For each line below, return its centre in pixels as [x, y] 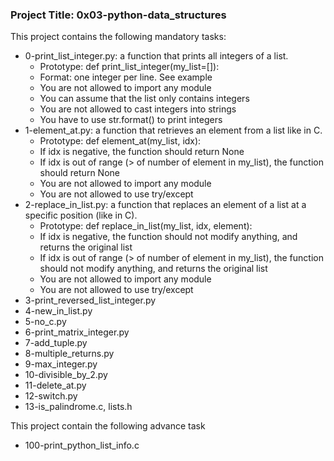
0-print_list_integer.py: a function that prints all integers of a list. [156, 56]
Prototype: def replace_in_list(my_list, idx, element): [146, 226]
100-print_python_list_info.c [82, 445]
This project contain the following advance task [108, 426]
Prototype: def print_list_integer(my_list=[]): [129, 67]
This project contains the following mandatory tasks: [118, 37]
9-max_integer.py [61, 364]
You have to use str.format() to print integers [131, 120]
